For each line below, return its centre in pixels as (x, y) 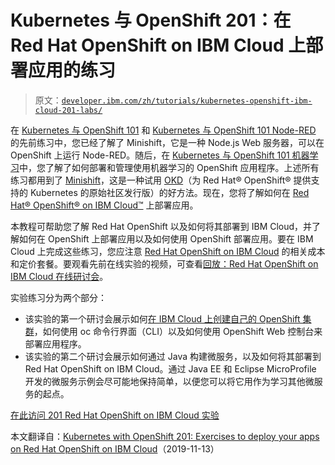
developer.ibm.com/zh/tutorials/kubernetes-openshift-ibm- (187, 101)
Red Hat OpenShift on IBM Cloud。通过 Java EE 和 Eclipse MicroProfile (170, 368)
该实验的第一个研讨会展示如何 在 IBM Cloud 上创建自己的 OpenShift (162, 318)
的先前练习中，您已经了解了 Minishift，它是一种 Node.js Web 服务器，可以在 (167, 142)
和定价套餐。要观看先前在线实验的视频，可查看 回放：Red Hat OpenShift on (164, 263)
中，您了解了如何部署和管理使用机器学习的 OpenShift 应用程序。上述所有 (169, 167)
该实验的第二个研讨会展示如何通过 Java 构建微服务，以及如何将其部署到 (173, 356)
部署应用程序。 (55, 343)
